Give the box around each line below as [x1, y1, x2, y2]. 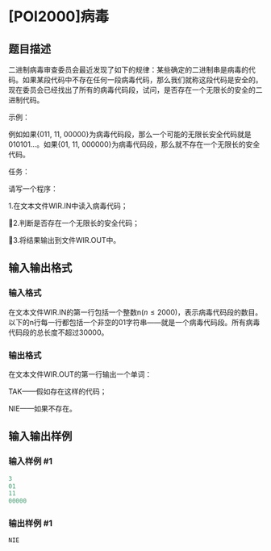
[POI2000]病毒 [8, 7, 109, 26]
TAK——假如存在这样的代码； [8, 386, 107, 396]
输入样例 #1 [8, 456, 52, 467]
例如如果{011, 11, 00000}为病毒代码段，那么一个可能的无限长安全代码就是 [8, 130, 252, 139]
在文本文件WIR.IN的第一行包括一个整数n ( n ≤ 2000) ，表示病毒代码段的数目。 [8, 307, 263, 317]
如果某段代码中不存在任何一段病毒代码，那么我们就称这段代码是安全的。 [22, 75, 263, 85]
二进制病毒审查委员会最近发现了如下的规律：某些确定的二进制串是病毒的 [8, 65, 248, 74]
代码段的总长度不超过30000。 [8, 328, 109, 337]
